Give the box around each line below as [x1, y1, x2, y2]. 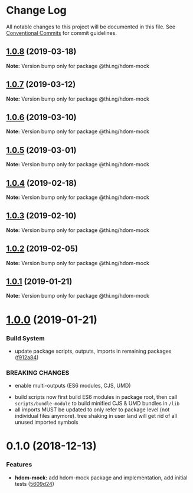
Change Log [6, 4, 67, 17]
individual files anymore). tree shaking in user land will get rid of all [14, 413, 177, 420]
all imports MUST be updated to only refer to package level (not [14, 406, 170, 413]
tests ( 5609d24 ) [14, 480, 55, 487]
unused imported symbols [14, 418, 78, 426]
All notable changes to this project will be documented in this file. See [6, 23, 176, 30]
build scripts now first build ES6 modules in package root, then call [14, 394, 178, 401]
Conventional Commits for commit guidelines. [6, 29, 117, 36]
